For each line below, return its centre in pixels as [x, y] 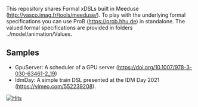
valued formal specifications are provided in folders [69, 27]
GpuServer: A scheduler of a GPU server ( [66, 67]
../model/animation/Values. [39, 34]
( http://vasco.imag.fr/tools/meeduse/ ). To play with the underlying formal [96, 15]
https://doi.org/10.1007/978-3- [155, 67]
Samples [23, 53]
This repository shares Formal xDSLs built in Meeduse [72, 9]
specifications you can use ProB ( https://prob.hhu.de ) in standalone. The [96, 21]
